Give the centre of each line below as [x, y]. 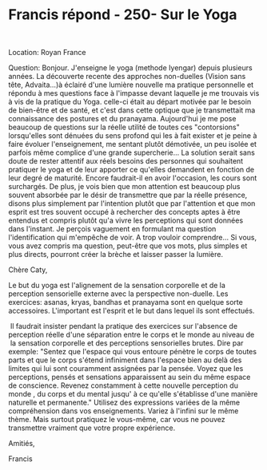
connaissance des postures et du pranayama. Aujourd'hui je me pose [122, 118]
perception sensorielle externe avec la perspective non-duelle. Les [118, 294]
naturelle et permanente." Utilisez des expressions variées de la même [124, 402]
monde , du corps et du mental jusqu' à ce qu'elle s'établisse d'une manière [133, 393]
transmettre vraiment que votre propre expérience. [92, 428]
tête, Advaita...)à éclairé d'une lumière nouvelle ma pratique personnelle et [131, 85]
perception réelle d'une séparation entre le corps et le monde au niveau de [132, 334]
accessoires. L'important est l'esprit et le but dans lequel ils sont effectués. [132, 310]
